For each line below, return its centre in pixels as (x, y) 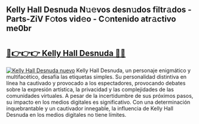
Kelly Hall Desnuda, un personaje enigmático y (134, 70)
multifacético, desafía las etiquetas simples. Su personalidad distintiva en (97, 77)
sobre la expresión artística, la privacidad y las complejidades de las (90, 89)
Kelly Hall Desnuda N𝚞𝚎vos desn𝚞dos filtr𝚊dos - (99, 10)
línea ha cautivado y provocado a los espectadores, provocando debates (96, 83)
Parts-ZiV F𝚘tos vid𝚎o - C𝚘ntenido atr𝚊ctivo (91, 19)
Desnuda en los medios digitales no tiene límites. (66, 115)
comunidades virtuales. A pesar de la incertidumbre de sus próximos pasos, (100, 96)
